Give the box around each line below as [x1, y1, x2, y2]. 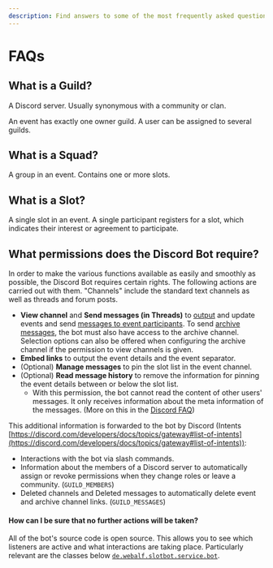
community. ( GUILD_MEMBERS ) [19, 480, 115, 489]
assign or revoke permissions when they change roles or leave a [19, 471, 236, 481]
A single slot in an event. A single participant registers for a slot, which [8, 215, 245, 225]
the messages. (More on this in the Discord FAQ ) [32, 405, 195, 415]
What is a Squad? [8, 148, 99, 162]
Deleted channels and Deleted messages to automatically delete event [19, 488, 256, 498]
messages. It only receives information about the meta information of [32, 397, 264, 407]
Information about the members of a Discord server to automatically [19, 463, 248, 472]
